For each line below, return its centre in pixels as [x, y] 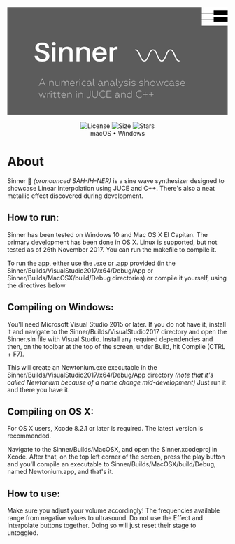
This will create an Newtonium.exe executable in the [82, 367]
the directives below [36, 285]
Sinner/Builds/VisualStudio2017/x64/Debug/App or [80, 270]
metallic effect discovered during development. [75, 196]
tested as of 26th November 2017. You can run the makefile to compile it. [112, 249]
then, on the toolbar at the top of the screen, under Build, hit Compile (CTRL [116, 346]
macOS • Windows [117, 133]
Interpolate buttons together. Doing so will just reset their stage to [102, 525]
